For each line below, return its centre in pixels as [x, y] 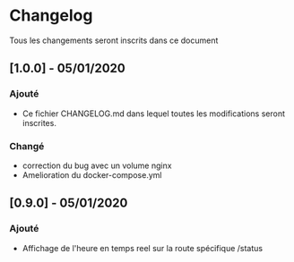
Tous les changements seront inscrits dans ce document [114, 40]
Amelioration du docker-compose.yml [92, 174]
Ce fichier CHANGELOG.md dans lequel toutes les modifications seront [153, 114]
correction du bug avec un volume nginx [97, 165]
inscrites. [39, 123]
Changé [27, 146]
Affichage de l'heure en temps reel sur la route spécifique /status [142, 248]
